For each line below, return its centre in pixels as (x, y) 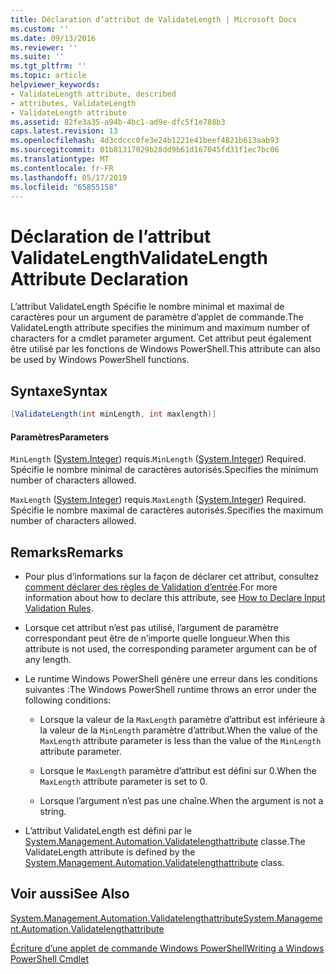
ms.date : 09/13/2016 (53, 38)
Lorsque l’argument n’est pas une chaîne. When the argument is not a (181, 801)
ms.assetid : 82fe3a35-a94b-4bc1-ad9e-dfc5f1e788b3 (118, 122)
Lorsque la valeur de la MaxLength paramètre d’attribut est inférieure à (182, 720)
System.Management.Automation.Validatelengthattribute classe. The (165, 842)
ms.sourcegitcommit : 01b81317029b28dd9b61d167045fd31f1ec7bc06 (145, 150)
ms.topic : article (48, 76)
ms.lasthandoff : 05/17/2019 (69, 177)
